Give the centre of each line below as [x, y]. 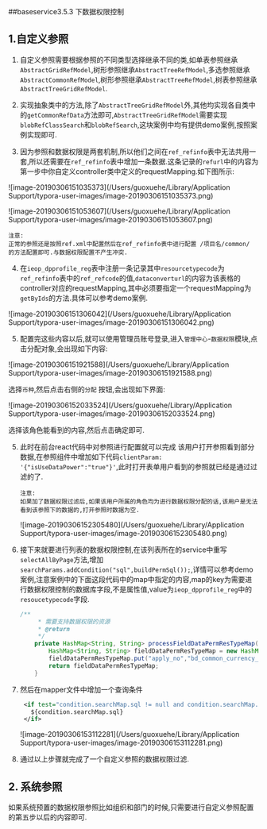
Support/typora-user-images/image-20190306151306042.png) [111, 322]
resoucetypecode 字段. [54, 599]
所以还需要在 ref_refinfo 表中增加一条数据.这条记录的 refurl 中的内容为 [144, 161]
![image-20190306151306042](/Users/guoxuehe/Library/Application [120, 314]
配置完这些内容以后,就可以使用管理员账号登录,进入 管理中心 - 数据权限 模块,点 [139, 338]
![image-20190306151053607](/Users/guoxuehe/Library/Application [119, 211]
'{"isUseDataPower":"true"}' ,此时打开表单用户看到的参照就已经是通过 [135, 466]
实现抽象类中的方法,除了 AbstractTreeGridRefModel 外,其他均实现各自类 [134, 105]
